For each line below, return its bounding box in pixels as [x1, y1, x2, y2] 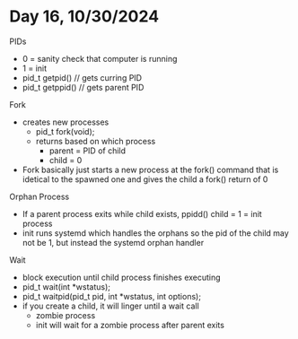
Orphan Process [9, 191, 70, 202]
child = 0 [48, 154, 83, 165]
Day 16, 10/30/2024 [9, 6, 160, 27]
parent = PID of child [48, 145, 127, 156]
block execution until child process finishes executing [22, 272, 222, 282]
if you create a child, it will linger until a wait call [22, 300, 199, 311]
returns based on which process [35, 135, 156, 146]
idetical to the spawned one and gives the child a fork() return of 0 [22, 173, 268, 185]
